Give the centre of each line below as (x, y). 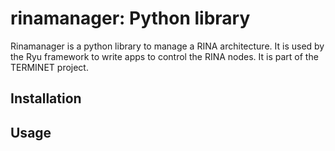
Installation (46, 98)
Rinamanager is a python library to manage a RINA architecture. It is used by (167, 46)
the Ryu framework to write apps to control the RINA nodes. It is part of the (164, 56)
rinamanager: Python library (130, 18)
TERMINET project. (49, 67)
